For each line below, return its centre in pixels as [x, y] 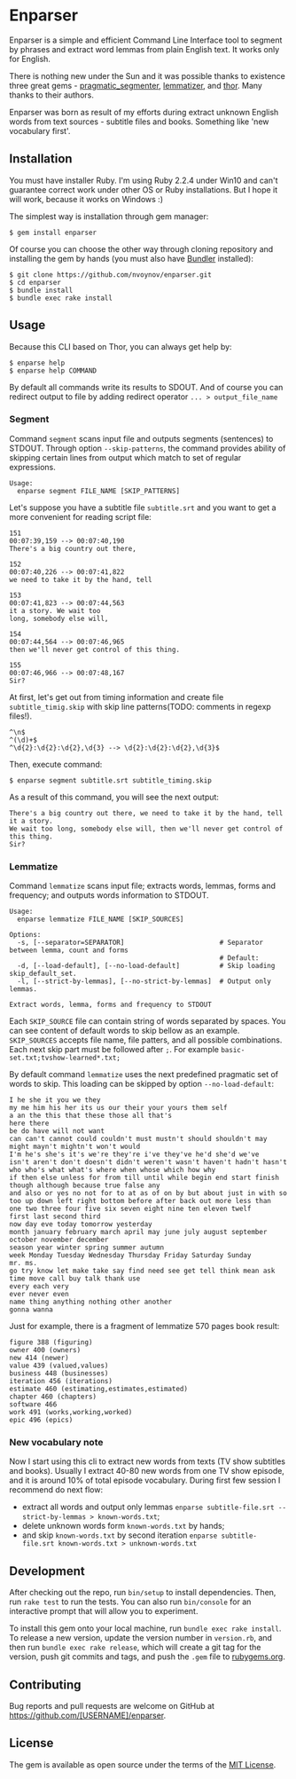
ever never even [39, 1295]
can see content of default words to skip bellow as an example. [125, 1031]
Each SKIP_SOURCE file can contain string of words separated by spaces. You [148, 1021]
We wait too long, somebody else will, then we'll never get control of [146, 829]
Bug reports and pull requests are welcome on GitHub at [112, 1706]
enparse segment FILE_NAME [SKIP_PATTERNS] [98, 491]
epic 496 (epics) [41, 1421]
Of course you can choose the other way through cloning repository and [141, 248]
